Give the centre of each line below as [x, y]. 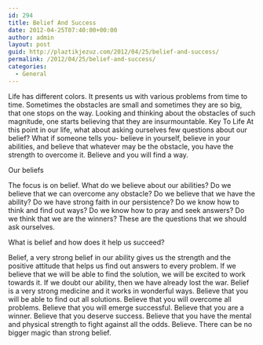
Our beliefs [26, 170]
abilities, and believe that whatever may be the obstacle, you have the [121, 146]
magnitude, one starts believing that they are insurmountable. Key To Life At [131, 121]
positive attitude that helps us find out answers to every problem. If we [122, 266]
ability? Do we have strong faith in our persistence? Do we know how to [124, 202]
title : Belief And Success [52, 23]
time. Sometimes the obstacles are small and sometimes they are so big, [125, 105]
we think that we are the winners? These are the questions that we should [128, 218]
